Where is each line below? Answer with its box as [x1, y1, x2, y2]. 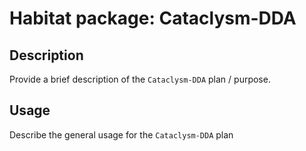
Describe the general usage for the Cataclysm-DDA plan [9, 128, 234, 141]
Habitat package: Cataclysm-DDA [9, 7, 297, 30]
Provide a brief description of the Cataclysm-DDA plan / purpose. [9, 73, 271, 85]
